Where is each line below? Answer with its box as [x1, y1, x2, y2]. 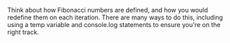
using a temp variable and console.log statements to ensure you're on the [7, 21, 221, 28]
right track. [7, 28, 39, 36]
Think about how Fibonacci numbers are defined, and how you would [7, 6, 209, 14]
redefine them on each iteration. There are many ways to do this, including [7, 13, 224, 21]
